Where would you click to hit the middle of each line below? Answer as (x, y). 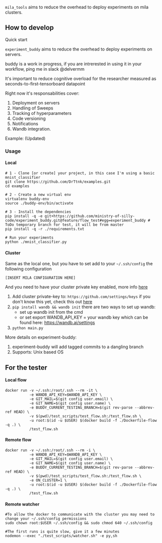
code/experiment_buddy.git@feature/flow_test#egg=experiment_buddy (76, 220)
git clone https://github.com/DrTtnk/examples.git (58, 182)
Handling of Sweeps (33, 108)
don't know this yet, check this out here (52, 302)
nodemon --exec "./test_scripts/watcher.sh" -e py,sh (61, 536)
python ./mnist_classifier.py (36, 242)
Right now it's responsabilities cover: (42, 93)
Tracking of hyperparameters (42, 113)
